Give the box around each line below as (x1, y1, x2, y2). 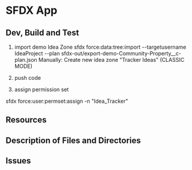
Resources (5, 115, 47, 125)
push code (14, 74, 42, 81)
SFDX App (5, 4, 58, 17)
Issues (5, 156, 31, 166)
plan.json (14, 56, 37, 63)
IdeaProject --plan (14, 50, 60, 57)
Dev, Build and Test (5, 28, 79, 38)
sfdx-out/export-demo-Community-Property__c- (61, 50, 182, 57)
